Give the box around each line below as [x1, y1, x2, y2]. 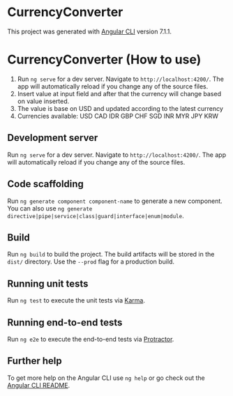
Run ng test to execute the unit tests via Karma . [7, 296, 145, 305]
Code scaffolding [7, 178, 84, 190]
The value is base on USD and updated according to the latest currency [17, 104, 223, 112]
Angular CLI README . [7, 381, 70, 389]
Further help [7, 355, 63, 367]
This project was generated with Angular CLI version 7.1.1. [7, 27, 172, 36]
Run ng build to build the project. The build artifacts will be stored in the [7, 250, 215, 259]
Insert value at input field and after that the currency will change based [17, 89, 222, 98]
